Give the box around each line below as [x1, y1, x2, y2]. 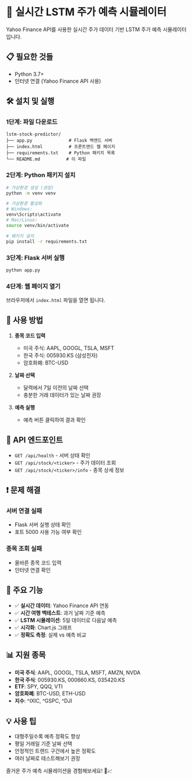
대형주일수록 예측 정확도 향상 [14, 733, 81, 740]
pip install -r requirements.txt [6, 239, 88, 244]
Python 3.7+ [14, 70, 44, 77]
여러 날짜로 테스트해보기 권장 [14, 755, 81, 762]
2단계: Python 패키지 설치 [6, 171, 76, 179]
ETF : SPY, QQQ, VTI [14, 683, 63, 690]
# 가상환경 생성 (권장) [6, 185, 54, 190]
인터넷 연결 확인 [14, 566, 51, 573]
